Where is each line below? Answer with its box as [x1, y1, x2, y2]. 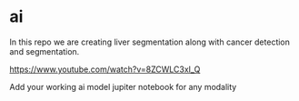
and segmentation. [9, 45, 80, 56]
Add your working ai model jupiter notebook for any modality [9, 81, 237, 92]
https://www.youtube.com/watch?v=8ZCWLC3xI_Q [9, 64, 201, 75]
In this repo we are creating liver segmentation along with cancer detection [9, 36, 291, 47]
